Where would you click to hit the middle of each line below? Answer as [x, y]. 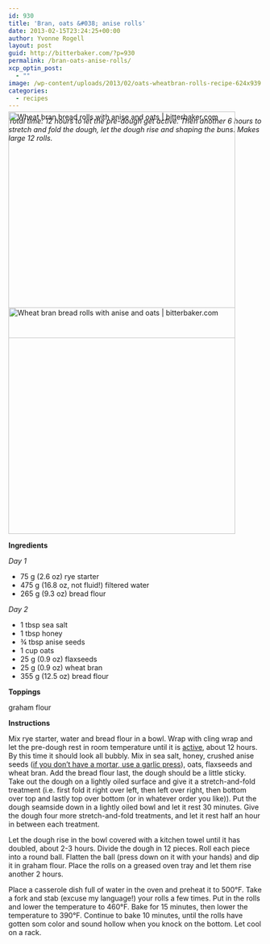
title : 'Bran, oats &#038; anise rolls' [77, 23]
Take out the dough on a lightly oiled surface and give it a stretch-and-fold [132, 781]
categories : [28, 91]
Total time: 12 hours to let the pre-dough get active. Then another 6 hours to [135, 121]
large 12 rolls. [31, 139]
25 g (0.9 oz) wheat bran [61, 668]
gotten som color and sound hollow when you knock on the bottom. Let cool [135, 924]
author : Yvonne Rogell [46, 38]
